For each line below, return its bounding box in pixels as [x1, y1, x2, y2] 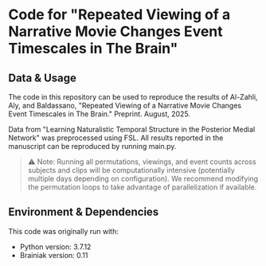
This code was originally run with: [8, 226, 119, 236]
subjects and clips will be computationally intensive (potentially [27, 166, 235, 174]
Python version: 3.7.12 [19, 241, 92, 252]
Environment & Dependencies [8, 205, 159, 219]
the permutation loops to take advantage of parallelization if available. [27, 182, 257, 192]
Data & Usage [8, 71, 77, 84]
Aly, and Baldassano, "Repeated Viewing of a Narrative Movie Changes [8, 101, 241, 110]
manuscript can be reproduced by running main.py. [8, 142, 177, 151]
